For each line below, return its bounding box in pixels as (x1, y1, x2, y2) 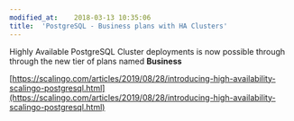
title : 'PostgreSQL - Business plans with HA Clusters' (9, 22, 228, 30)
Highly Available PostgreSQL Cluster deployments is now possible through (9, 46, 286, 56)
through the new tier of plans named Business (9, 56, 182, 66)
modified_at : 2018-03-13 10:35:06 (9, 13, 152, 22)
